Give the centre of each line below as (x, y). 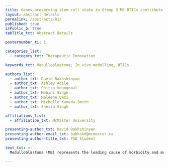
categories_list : (23, 51)
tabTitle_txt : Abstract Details (39, 33)
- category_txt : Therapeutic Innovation (53, 56)
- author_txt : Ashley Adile (39, 83)
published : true (22, 24)
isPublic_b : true (23, 29)
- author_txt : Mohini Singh (39, 93)
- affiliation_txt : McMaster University (53, 120)
